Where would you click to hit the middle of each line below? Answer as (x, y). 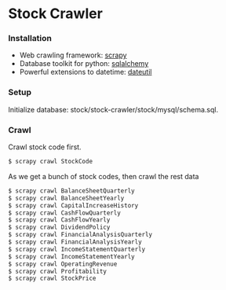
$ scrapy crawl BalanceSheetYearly (66, 198)
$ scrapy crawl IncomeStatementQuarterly (77, 249)
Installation (30, 39)
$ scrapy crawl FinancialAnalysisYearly (75, 242)
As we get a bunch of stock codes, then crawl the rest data (104, 176)
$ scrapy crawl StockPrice (52, 279)
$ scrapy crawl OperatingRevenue (63, 264)
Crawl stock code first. (45, 147)
